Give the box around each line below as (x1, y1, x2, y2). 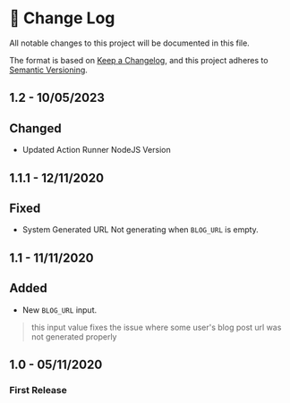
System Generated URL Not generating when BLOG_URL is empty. (21, 224, 260, 235)
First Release (9, 383, 67, 396)
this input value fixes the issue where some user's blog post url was (30, 322, 282, 332)
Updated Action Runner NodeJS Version (21, 145, 172, 155)
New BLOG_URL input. (21, 304, 98, 315)
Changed (9, 121, 62, 136)
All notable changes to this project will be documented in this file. (9, 38, 251, 48)
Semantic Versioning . (9, 64, 88, 75)
